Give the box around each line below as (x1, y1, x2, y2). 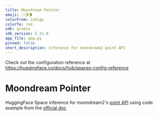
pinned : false (5, 41, 35, 46)
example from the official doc (5, 105, 67, 111)
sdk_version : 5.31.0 (5, 31, 49, 36)
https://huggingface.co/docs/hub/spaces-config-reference (5, 65, 129, 71)
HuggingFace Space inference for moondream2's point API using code (5, 99, 153, 105)
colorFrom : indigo (5, 17, 44, 22)
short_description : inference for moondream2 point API (5, 45, 126, 50)
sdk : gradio (5, 26, 30, 32)
